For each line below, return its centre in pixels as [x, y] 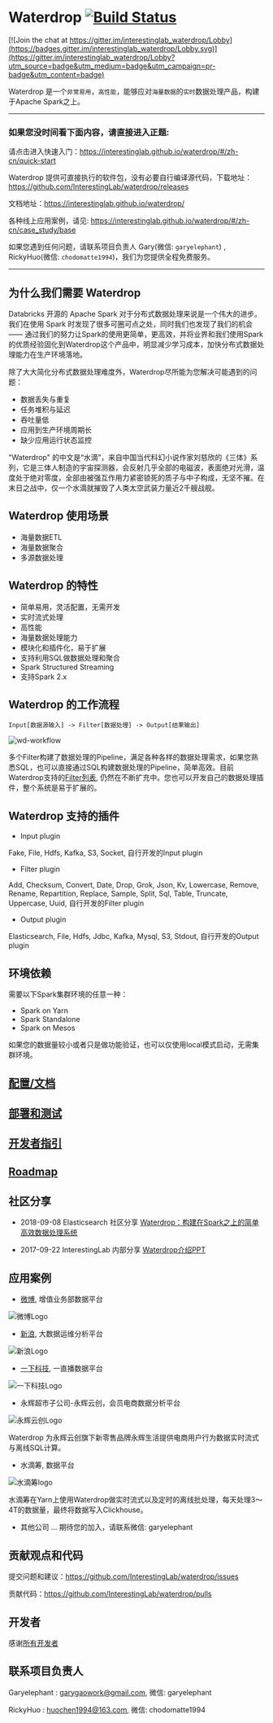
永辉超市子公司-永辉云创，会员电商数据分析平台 [100, 1403]
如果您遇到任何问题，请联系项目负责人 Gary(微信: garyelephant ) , [117, 247]
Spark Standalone [50, 1019]
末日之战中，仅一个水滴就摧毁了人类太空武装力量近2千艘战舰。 [114, 488]
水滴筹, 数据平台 [47, 1465]
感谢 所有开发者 [33, 1643]
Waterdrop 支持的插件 [64, 815]
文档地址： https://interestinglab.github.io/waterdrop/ [97, 204]
